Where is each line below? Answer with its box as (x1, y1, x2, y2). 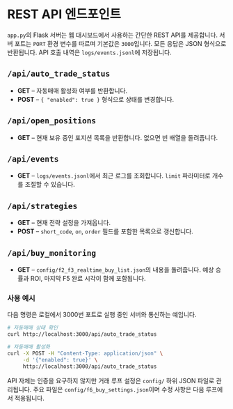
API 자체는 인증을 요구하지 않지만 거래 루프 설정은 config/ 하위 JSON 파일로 (7, 376, 215, 385)
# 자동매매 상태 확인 (7, 325, 58, 332)
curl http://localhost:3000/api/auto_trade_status (7, 331, 157, 338)
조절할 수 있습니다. (24, 180, 75, 189)
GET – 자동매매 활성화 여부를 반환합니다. (17, 86, 128, 95)
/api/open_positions (7, 116, 97, 126)
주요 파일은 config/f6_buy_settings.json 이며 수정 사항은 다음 (33, 385, 204, 394)
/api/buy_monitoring (7, 248, 97, 258)
